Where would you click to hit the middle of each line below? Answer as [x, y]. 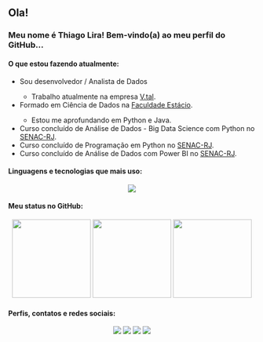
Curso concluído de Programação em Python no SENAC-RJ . [117, 145]
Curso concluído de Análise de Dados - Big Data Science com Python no [137, 128]
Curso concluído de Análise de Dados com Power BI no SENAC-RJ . [128, 153]
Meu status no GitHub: [46, 206]
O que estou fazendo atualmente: [64, 64]
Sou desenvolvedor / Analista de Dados [83, 81]
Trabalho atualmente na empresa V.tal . [93, 96]
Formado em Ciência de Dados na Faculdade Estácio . [106, 104]
